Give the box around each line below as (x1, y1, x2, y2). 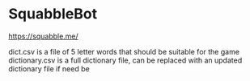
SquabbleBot (8, 5, 98, 23)
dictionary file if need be (8, 63, 91, 73)
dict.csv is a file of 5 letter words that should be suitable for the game (8, 47, 240, 56)
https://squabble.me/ (8, 31, 78, 41)
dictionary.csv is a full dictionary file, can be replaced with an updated (8, 55, 243, 65)
